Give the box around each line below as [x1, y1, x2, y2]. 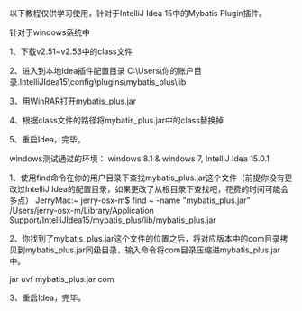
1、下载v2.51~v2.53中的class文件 [9, 46, 133, 57]
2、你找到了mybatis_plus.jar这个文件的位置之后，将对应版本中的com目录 [9, 233, 281, 243]
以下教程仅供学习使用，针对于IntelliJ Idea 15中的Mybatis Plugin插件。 [9, 8, 268, 18]
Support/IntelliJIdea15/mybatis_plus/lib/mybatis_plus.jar [9, 215, 216, 225]
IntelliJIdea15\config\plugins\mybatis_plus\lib [19, 77, 187, 87]
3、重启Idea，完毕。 [9, 292, 87, 303]
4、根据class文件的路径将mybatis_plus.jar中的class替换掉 [9, 115, 224, 125]
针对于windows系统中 [9, 27, 90, 38]
